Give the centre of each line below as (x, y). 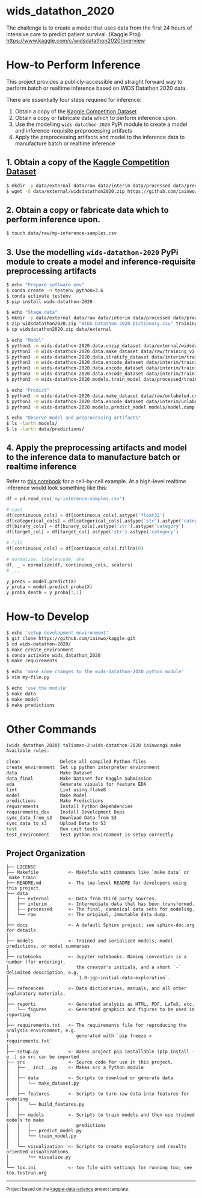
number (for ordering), (36, 962)
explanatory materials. (36, 994)
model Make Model (47, 795)
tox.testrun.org (26, 1173)
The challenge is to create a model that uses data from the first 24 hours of (99, 28)
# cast (14, 510)
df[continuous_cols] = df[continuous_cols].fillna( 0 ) (75, 548)
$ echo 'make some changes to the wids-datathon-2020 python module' (95, 672)
